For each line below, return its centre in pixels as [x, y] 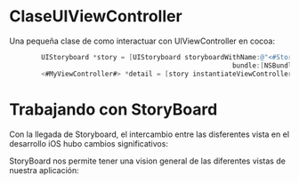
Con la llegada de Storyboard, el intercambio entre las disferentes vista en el [149, 134]
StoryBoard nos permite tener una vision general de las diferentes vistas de [148, 161]
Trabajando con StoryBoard [113, 109]
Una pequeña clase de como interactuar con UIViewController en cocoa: [142, 41]
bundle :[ [248, 65]
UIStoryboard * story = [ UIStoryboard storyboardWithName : [151, 57]
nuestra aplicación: [44, 170]
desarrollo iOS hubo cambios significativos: [89, 143]
